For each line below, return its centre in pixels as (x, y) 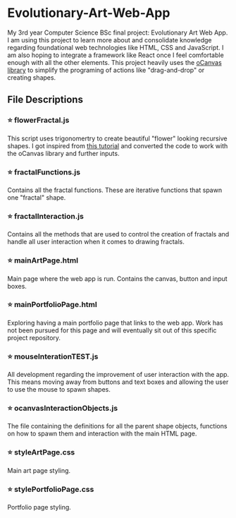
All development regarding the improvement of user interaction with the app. (118, 375)
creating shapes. (32, 77)
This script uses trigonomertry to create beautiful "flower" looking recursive (117, 138)
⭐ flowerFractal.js (38, 120)
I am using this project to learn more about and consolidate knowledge (110, 40)
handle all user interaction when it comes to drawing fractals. (96, 242)
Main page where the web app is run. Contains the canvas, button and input (117, 278)
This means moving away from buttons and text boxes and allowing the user (118, 382)
